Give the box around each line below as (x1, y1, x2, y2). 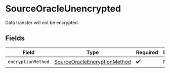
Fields (5, 34, 25, 42)
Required (136, 48, 158, 55)
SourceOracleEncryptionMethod (54, 58, 132, 65)
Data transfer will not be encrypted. (5, 19, 79, 25)
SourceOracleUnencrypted (5, 3, 121, 14)
